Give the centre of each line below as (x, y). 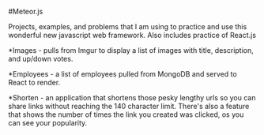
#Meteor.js (26, 11)
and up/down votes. (41, 59)
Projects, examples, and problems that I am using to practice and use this (128, 26)
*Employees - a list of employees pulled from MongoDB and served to (123, 74)
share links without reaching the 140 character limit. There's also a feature (129, 106)
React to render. (34, 82)
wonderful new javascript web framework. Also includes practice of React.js (132, 35)
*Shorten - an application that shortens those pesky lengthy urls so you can (132, 97)
